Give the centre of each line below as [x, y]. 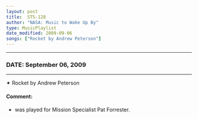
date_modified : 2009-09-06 [39, 33]
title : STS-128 [26, 17]
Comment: [19, 96]
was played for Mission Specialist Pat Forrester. [72, 110]
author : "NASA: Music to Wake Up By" [52, 22]
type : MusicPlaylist [32, 28]
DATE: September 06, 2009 [46, 64]
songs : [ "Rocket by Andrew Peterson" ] [54, 39]
